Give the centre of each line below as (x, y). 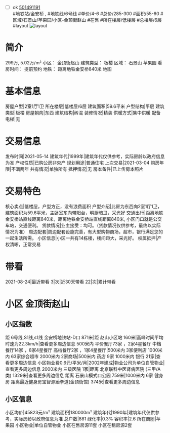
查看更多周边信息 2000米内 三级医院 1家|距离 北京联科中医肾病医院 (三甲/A (83, 369)
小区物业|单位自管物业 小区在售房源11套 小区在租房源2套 (74, 425)
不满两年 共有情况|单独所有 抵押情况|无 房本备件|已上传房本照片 (77, 169)
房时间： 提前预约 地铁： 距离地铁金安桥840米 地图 (59, 69)
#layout (20, 26)
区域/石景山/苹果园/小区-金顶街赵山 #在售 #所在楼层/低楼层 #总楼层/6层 (87, 20)
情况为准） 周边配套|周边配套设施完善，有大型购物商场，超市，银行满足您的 (84, 231)
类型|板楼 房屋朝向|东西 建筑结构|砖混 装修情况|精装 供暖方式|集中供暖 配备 (83, 112)
